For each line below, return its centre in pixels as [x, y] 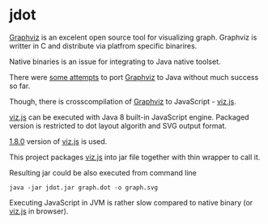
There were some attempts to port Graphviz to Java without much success [134, 77]
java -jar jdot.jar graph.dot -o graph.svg [84, 188]
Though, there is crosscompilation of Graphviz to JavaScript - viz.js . [123, 101]
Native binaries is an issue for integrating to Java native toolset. [115, 61]
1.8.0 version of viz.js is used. [58, 141]
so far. [20, 86]
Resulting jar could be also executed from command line [103, 172]
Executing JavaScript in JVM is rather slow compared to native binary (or [131, 202]
